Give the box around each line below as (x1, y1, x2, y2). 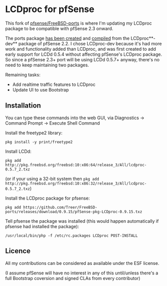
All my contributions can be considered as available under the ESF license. (5, 260, 159, 266)
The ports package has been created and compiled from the (5, 35, 130, 41)
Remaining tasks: (5, 71, 41, 77)
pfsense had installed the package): (5, 223, 79, 229)
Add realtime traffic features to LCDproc (12, 81, 96, 87)
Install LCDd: (5, 148, 32, 154)
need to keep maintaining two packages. (5, 62, 89, 68)
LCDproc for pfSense (5, 4, 94, 15)
